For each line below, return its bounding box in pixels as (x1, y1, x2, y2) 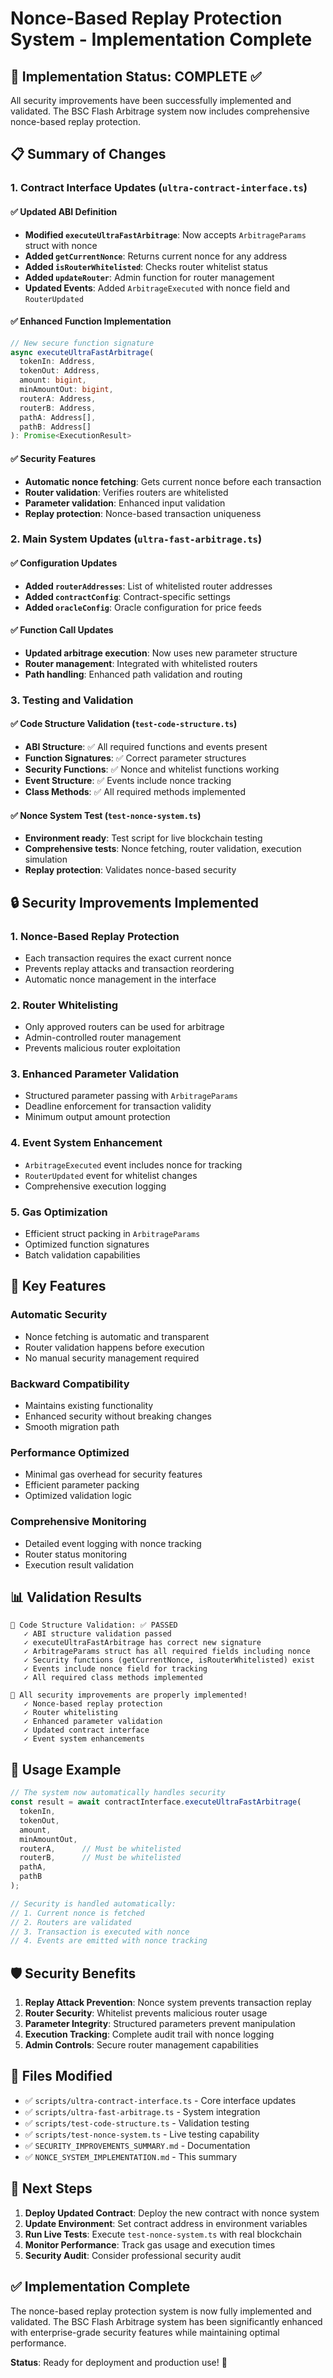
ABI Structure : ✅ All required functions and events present (24, 741, 268, 752)
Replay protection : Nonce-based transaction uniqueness (24, 507, 262, 519)
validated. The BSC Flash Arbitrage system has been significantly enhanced (10, 2315, 323, 2327)
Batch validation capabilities (24, 1249, 141, 1261)
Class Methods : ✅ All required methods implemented (24, 786, 247, 797)
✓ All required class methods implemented (23, 1673, 203, 1683)
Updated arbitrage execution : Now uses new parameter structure (24, 647, 298, 659)
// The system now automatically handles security (10, 1788, 226, 1798)
